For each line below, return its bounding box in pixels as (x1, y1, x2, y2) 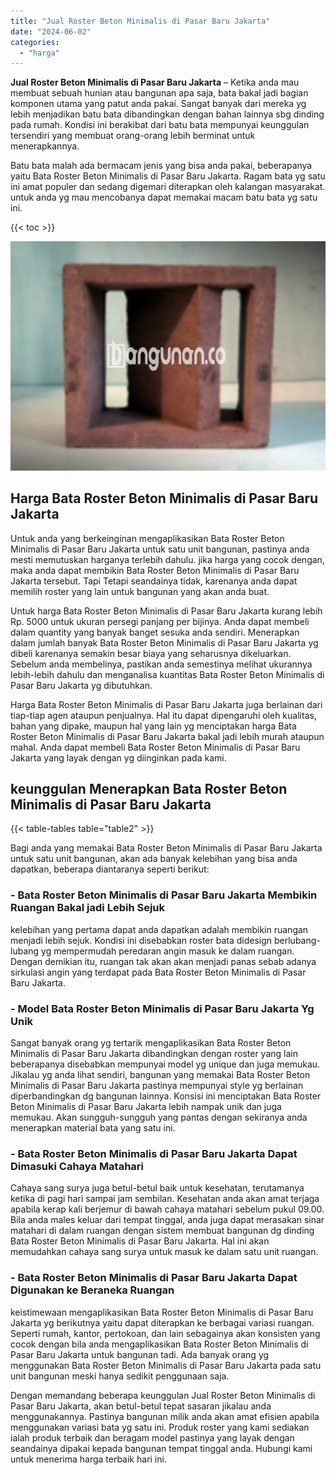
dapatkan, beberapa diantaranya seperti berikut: (10, 863, 210, 875)
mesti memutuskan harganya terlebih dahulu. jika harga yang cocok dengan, (10, 553, 325, 565)
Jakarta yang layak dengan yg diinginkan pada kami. (10, 751, 227, 764)
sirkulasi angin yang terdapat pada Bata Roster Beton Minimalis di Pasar (10, 966, 307, 978)
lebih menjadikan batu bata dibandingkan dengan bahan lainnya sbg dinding (10, 108, 325, 120)
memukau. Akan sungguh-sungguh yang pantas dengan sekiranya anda (10, 1111, 308, 1123)
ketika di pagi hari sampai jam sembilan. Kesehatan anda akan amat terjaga (10, 1193, 320, 1205)
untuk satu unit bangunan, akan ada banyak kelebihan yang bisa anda (10, 853, 298, 865)
